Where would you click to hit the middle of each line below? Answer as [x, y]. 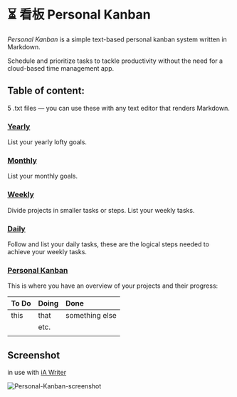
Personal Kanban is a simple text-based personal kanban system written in [117, 39]
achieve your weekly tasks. [47, 251]
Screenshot [34, 355]
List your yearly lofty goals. [47, 142]
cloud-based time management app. [61, 68]
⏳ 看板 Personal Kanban [79, 15]
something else [91, 316]
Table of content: [46, 91]
